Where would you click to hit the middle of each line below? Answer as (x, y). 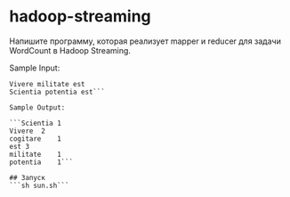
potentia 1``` (41, 162)
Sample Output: (37, 107)
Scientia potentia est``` (57, 92)
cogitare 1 (36, 139)
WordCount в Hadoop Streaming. (70, 50)
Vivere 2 (28, 131)
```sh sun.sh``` (39, 185)
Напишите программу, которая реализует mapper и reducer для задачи (145, 41)
